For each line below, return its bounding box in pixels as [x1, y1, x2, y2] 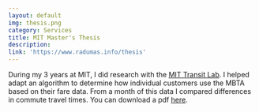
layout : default [8, 11, 62, 20]
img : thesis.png [8, 19, 62, 27]
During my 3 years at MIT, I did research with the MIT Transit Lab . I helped [8, 70, 250, 79]
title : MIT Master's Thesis [8, 33, 101, 42]
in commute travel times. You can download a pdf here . [8, 95, 188, 104]
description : [8, 41, 51, 49]
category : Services [8, 26, 73, 34]
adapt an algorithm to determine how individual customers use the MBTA [8, 78, 245, 88]
